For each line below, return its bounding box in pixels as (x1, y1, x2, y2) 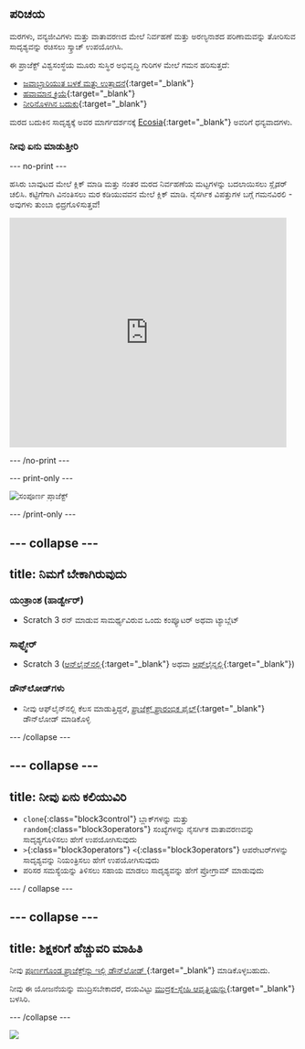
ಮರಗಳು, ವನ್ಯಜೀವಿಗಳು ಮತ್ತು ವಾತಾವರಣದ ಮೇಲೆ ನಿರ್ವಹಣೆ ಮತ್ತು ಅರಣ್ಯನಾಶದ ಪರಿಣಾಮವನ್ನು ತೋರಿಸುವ (9, 30, 296, 41)
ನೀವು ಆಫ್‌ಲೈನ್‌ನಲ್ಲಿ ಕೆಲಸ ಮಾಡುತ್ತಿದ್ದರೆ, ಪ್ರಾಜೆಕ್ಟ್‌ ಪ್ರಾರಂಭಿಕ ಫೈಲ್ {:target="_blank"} (22, 702, 266, 713)
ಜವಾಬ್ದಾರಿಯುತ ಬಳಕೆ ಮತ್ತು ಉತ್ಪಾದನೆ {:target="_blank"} (22, 77, 195, 89)
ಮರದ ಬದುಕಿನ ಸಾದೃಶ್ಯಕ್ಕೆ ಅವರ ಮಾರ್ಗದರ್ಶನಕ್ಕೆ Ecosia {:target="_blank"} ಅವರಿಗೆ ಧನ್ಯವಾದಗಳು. (9, 116, 293, 127)
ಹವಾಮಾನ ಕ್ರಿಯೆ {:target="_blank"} (22, 88, 135, 99)
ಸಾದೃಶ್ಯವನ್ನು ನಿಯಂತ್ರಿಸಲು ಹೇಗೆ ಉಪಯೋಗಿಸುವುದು (22, 854, 160, 865)
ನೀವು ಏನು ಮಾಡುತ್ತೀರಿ (9, 140, 79, 153)
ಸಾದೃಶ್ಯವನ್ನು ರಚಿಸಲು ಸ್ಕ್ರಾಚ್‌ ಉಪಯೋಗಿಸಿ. (9, 40, 123, 52)
